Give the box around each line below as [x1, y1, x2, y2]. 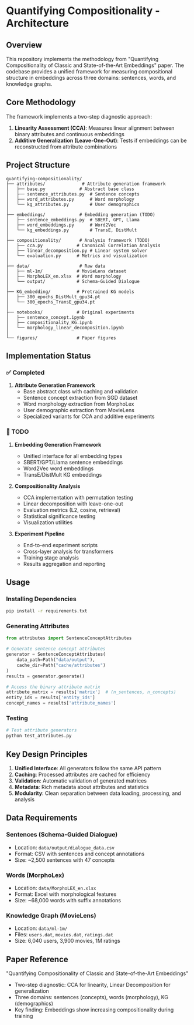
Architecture [6, 16, 69, 30]
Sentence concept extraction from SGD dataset [23, 395, 138, 402]
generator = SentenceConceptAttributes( [6, 652, 106, 658]
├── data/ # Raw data [6, 263, 106, 269]
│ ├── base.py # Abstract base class [6, 186, 134, 192]
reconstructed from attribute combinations [14, 143, 117, 150]
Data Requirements [6, 813, 78, 823]
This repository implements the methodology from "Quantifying [6, 56, 159, 62]
